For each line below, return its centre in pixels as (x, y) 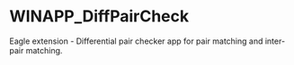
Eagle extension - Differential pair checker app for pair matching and (136, 41)
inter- (275, 41)
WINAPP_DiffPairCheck (99, 16)
